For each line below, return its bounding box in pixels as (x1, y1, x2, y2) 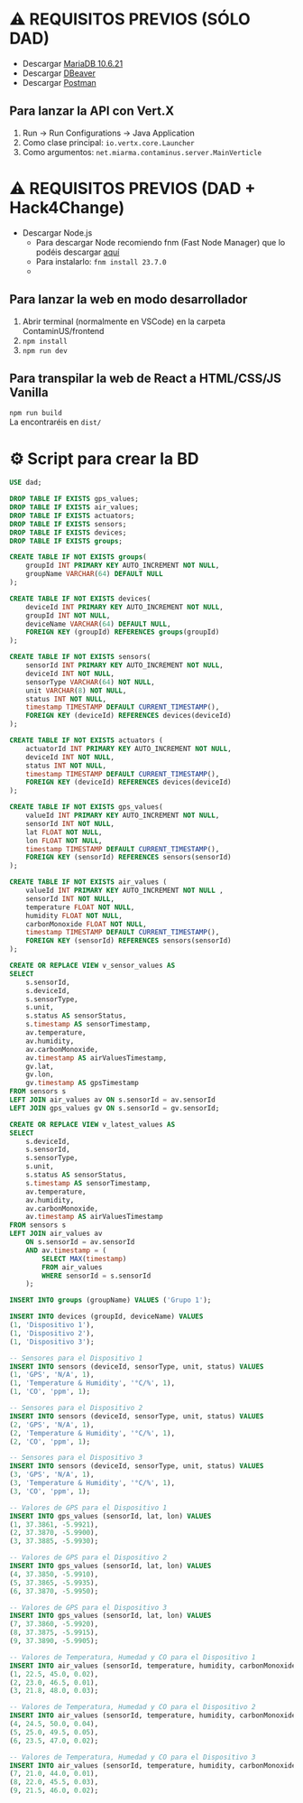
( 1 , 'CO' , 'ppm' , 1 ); (9, 1387, 91, 1397)
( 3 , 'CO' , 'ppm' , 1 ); (9, 1486, 91, 1496)
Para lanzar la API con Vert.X (9, 104, 175, 119)
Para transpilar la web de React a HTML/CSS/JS (9, 370, 281, 386)
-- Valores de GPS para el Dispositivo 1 (9, 1503, 168, 1512)
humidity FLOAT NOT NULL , (25, 911, 124, 920)
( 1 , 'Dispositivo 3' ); (9, 1337, 95, 1346)
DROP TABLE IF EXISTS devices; (9, 528, 127, 537)
